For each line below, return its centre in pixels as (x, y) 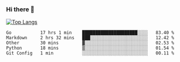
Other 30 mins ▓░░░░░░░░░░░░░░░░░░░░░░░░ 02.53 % (90, 43)
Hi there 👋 (21, 9)
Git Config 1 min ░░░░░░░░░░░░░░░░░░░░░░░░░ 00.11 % (90, 53)
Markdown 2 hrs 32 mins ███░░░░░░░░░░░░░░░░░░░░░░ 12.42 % (90, 38)
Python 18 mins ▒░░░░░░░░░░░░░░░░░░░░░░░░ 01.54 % (90, 48)
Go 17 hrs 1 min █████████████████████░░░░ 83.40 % (90, 33)
